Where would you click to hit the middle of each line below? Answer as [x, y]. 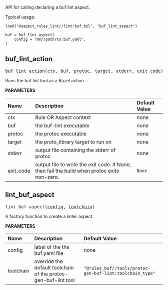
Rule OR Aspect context [63, 117]
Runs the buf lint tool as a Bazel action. [45, 80]
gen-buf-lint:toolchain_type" [120, 273]
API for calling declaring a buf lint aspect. [48, 7]
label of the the [52, 247]
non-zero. [47, 177]
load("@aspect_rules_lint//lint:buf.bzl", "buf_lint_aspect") [71, 26]
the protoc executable [61, 133]
